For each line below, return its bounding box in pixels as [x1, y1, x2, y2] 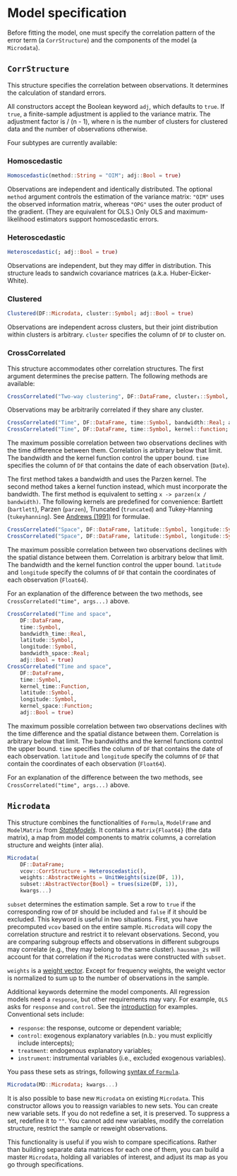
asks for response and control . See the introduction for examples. [7, 1003, 198, 1011]
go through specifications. [7, 1160, 84, 1168]
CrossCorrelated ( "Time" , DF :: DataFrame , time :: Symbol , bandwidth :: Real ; [7, 419, 226, 426]
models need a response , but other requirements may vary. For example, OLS [7, 995, 228, 1003]
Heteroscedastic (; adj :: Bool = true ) [7, 249, 119, 256]
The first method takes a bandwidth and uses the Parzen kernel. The [7, 475, 207, 484]
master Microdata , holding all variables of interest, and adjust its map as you [7, 1153, 228, 1161]
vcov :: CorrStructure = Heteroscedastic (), [20, 868, 147, 875]
